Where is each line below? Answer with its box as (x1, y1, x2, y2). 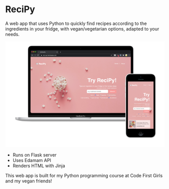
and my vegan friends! (5, 178, 52, 184)
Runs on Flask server (12, 151, 57, 158)
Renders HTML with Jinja (12, 163, 65, 169)
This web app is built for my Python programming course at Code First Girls (5, 172, 163, 178)
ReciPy (5, 4, 35, 15)
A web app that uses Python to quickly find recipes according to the (5, 20, 147, 26)
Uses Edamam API (12, 157, 52, 163)
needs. (5, 31, 20, 37)
